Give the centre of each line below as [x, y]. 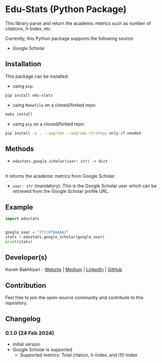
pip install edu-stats [29, 95]
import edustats [22, 219]
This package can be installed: [37, 76]
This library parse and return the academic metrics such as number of [78, 23]
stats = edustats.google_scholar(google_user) [55, 237]
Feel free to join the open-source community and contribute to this [74, 298]
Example [19, 207]
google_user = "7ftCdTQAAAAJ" [37, 232]
